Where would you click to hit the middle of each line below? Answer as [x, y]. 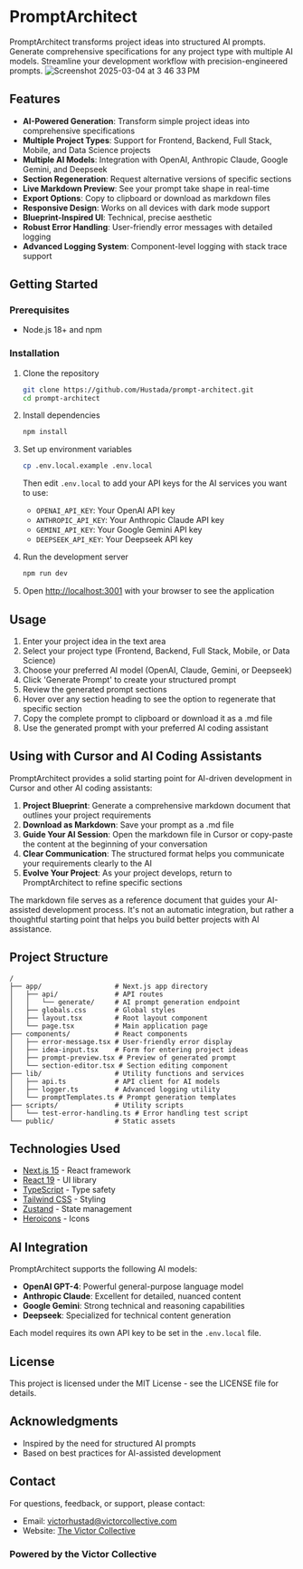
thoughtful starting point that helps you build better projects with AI [134, 919]
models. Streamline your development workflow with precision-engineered [148, 61]
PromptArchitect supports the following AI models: [103, 1269]
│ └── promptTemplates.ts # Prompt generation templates [123, 1097]
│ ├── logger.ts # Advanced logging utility [115, 1090]
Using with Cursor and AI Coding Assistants [136, 756]
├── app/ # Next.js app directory [109, 986]
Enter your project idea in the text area [94, 641]
